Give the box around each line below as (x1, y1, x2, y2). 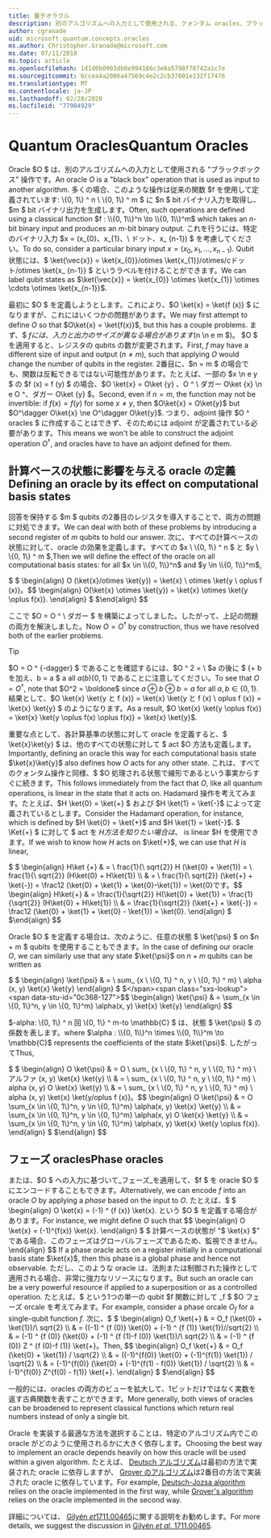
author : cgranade (8, 27, 67, 35)
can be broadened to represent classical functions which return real (8, 1403, 234, 1413)
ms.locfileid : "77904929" (8, 102, 95, 110)
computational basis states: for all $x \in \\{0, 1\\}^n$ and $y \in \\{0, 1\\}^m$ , (8, 560, 262, 570)
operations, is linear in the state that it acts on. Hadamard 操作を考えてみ (8, 788, 250, 798)
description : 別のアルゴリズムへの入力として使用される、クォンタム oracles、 (8, 19, 246, 27)
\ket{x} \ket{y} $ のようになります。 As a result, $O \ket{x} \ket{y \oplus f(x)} (8, 703, 262, 713)
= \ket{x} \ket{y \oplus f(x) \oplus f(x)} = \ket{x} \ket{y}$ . (8, 712, 198, 722)
